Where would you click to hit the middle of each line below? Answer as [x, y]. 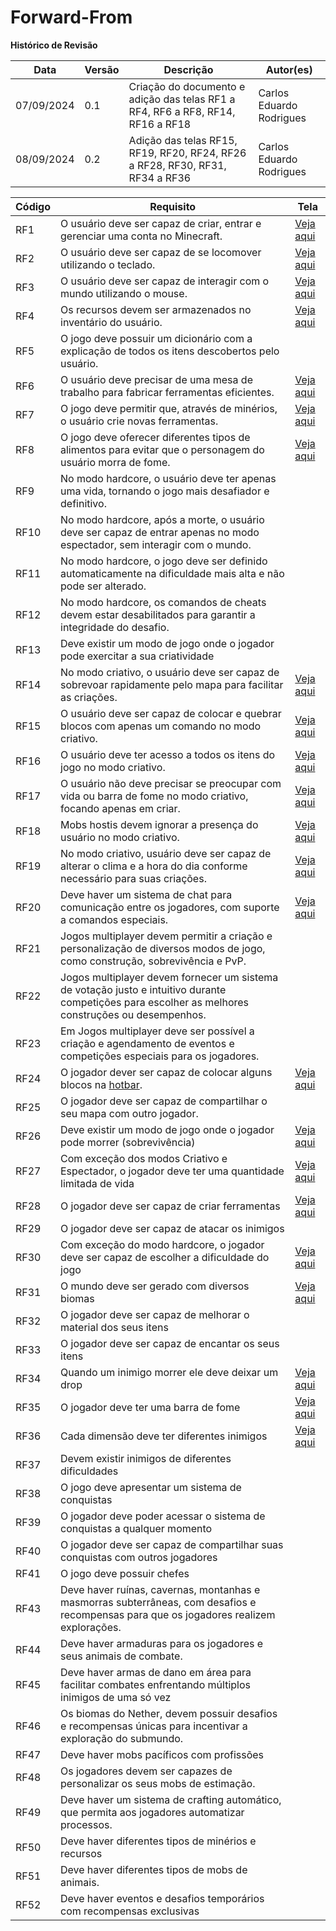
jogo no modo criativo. [113, 767]
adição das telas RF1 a [182, 99]
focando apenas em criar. [120, 808]
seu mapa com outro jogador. [129, 1113]
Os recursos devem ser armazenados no [156, 309]
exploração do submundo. [122, 1738]
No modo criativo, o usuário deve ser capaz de [170, 672]
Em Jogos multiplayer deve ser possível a [157, 1031]
